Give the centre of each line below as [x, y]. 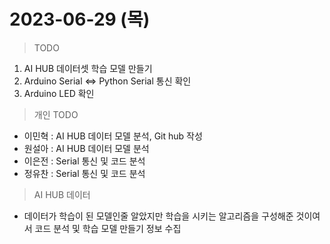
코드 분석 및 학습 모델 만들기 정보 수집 [108, 228]
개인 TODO [56, 114]
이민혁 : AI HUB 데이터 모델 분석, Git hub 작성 [113, 136]
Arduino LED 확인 [59, 93]
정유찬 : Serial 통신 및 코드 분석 [84, 173]
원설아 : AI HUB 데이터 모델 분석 [86, 148]
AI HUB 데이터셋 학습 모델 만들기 [88, 68]
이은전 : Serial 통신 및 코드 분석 [84, 161]
